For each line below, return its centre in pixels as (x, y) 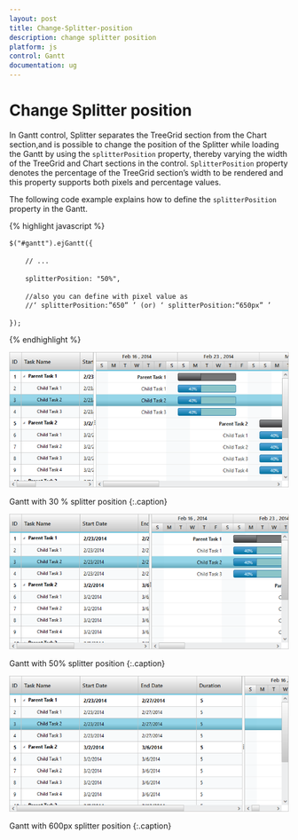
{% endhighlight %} (45, 339)
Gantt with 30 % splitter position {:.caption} (89, 502)
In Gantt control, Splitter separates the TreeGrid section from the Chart (138, 135)
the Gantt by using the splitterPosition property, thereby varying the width (149, 153)
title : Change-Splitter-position (71, 28)
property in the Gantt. (49, 208)
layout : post (33, 19)
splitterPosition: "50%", (73, 279)
